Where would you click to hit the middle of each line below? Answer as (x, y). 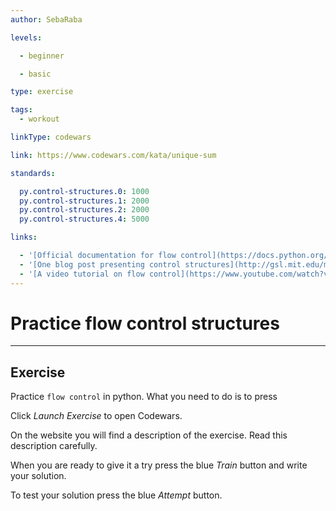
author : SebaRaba (46, 19)
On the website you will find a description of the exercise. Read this (149, 435)
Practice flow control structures (145, 323)
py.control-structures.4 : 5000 (84, 219)
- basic (35, 74)
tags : (21, 110)
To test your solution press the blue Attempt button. (116, 495)
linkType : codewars (51, 137)
